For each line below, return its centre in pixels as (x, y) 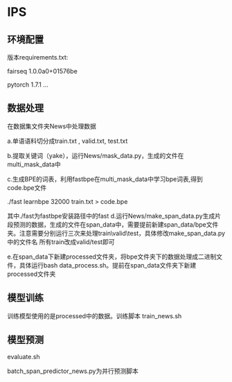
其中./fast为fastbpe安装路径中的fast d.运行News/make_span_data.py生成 (111, 216)
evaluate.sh (24, 357)
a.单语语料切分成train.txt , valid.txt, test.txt (68, 141)
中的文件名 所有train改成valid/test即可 (61, 242)
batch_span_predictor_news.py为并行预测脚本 (73, 371)
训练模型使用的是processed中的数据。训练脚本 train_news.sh (95, 315)
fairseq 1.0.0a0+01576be (42, 71)
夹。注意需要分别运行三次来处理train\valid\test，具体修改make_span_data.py (116, 233)
